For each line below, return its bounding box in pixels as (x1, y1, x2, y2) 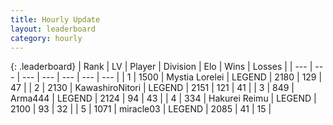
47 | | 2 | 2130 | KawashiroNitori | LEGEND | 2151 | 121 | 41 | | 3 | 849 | (10, 82, 295, 94)
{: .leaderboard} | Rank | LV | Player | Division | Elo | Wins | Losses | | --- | (10, 61, 313, 73)
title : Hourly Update (10, 14, 101, 25)
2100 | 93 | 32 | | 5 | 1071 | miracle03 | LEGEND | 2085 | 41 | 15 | (10, 103, 272, 115)
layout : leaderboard (10, 24, 97, 34)
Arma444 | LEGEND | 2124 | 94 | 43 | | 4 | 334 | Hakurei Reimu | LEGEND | (10, 92, 317, 105)
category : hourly (10, 33, 83, 43)
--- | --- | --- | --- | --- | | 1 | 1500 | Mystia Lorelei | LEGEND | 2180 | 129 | (21, 71, 323, 83)
